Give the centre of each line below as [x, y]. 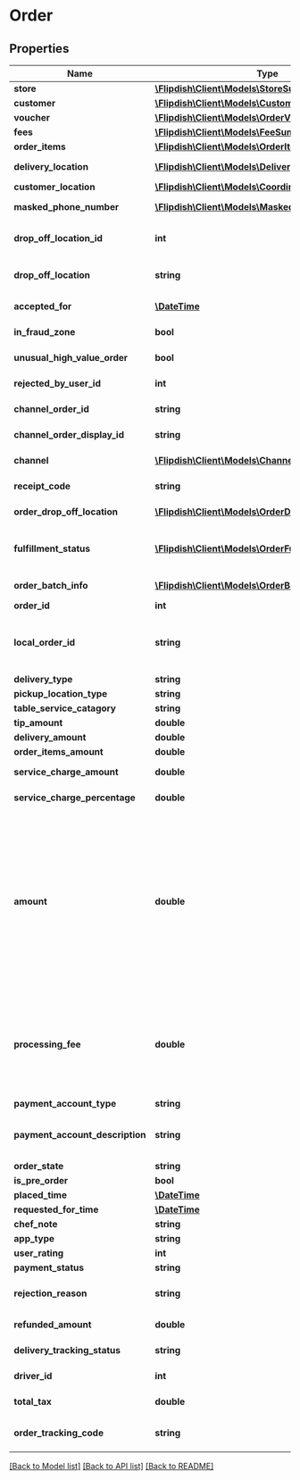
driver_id [33, 1376]
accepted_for [43, 306]
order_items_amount [59, 752]
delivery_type [43, 679]
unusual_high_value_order [71, 358]
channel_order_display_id [69, 435]
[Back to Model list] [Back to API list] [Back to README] [112, 1466]
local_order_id [45, 642]
